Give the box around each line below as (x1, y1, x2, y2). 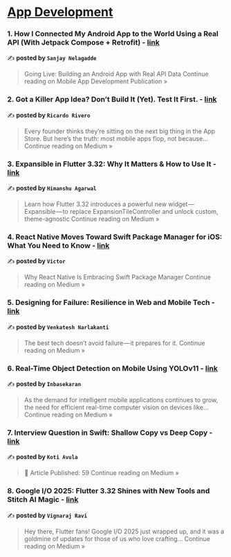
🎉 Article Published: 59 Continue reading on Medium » (24, 469, 179, 477)
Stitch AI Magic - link (7, 494, 79, 504)
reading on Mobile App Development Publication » (24, 77, 168, 85)
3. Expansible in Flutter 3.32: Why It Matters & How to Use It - (7, 159, 216, 169)
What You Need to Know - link (7, 241, 110, 250)
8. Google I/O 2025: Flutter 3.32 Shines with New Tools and (7, 486, 210, 496)
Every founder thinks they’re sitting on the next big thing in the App (24, 126, 216, 135)
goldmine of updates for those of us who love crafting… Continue (24, 534, 211, 542)
